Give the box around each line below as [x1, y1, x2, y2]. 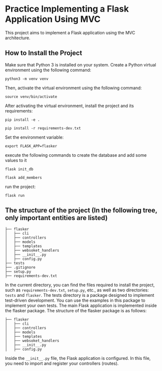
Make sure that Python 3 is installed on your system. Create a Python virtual [5, 62, 156, 67]
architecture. [5, 35, 30, 41]
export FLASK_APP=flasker [5, 144, 57, 148]
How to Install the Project [5, 49, 82, 57]
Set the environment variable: [5, 134, 64, 140]
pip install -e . [5, 117, 40, 122]
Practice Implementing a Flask [5, 3, 129, 15]
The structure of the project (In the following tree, [5, 206, 158, 214]
